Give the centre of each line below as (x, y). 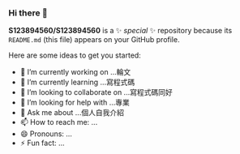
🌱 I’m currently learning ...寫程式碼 (77, 82)
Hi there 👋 (28, 13)
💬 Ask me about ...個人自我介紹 (72, 113)
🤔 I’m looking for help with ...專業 (75, 103)
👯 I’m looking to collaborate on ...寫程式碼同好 (96, 92)
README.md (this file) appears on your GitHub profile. (94, 40)
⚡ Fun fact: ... (42, 143)
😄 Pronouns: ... (46, 134)
